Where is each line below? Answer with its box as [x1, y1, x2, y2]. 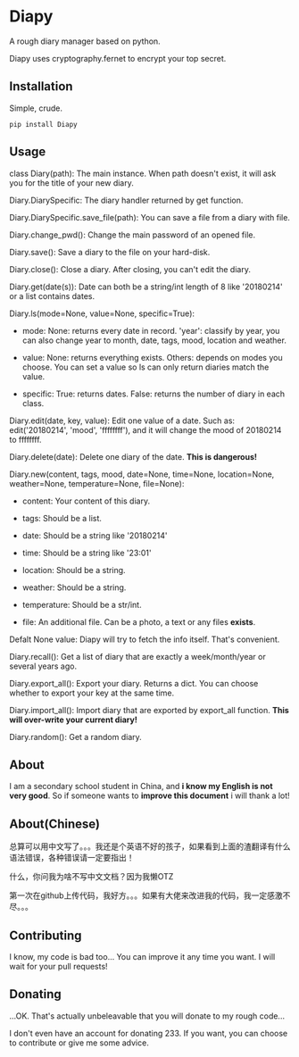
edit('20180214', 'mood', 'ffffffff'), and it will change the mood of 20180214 [9, 424, 282, 435]
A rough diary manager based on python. [9, 36, 161, 46]
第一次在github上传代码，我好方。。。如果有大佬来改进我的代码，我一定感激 [9, 890, 283, 901]
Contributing [9, 928, 82, 943]
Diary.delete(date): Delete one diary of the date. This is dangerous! [9, 451, 257, 462]
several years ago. [9, 661, 78, 671]
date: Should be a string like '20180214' [21, 529, 168, 541]
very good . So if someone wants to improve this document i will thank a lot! [9, 790, 290, 801]
